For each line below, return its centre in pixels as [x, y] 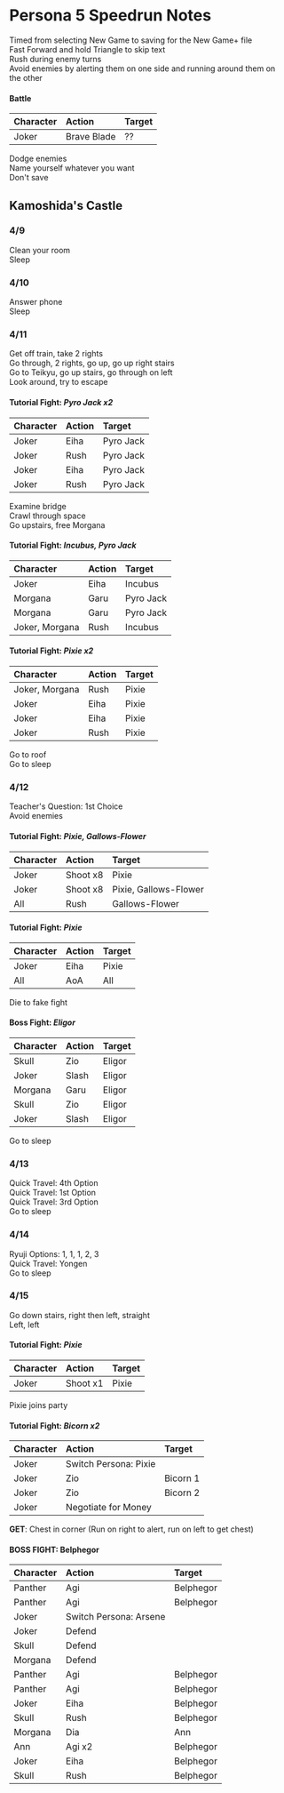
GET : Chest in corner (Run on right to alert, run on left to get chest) [132, 1529]
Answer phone [36, 302]
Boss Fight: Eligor [42, 1022]
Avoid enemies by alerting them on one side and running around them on [142, 68]
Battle [20, 98]
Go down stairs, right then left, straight [80, 1315]
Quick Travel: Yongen [48, 1263]
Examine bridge [38, 506]
